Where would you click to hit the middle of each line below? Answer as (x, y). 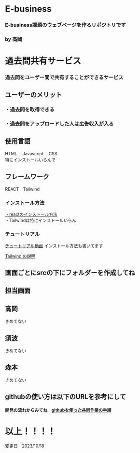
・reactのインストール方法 (31, 214)
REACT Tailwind (22, 189)
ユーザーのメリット (34, 95)
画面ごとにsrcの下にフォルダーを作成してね (70, 273)
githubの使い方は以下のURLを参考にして (66, 397)
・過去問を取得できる (30, 110)
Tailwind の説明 (20, 256)
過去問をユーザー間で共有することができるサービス (64, 78)
